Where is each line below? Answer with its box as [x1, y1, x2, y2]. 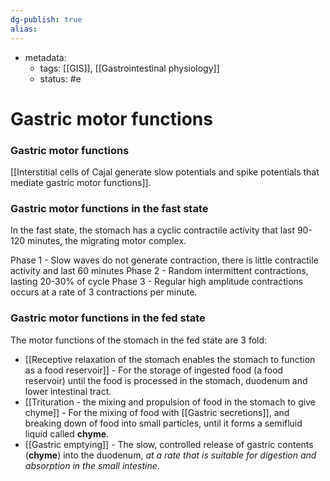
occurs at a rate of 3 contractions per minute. [10, 286, 198, 298]
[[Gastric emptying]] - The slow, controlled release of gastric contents [24, 438, 314, 450]
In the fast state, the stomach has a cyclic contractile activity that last [10, 224, 295, 236]
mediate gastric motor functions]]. [10, 176, 152, 188]
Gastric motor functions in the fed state [10, 311, 206, 325]
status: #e [39, 72, 82, 85]
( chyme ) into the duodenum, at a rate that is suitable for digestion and [24, 449, 317, 461]
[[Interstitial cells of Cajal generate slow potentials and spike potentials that [10, 166, 320, 178]
